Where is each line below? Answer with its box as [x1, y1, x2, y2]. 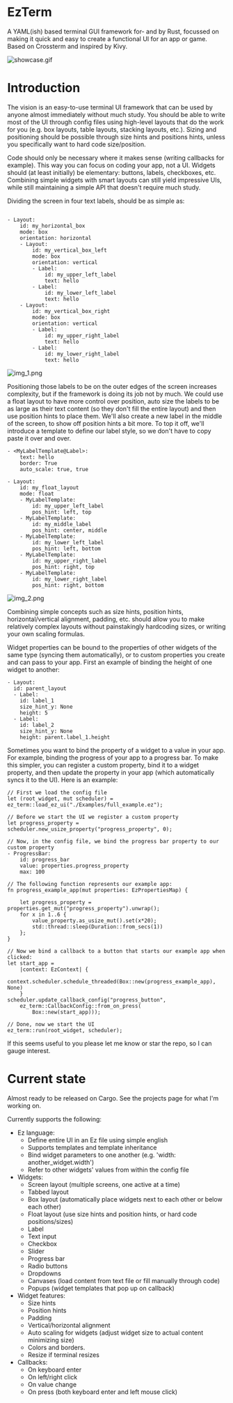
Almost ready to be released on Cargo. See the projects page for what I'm [7, 1094, 219, 1102]
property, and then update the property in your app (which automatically [7, 768, 215, 776]
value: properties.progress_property [19, 862, 129, 869]
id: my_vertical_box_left [32, 247, 108, 254]
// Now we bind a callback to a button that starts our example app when [7, 947, 226, 955]
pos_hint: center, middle [32, 527, 108, 534]
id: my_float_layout [19, 484, 79, 491]
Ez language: [17, 1128, 55, 1137]
